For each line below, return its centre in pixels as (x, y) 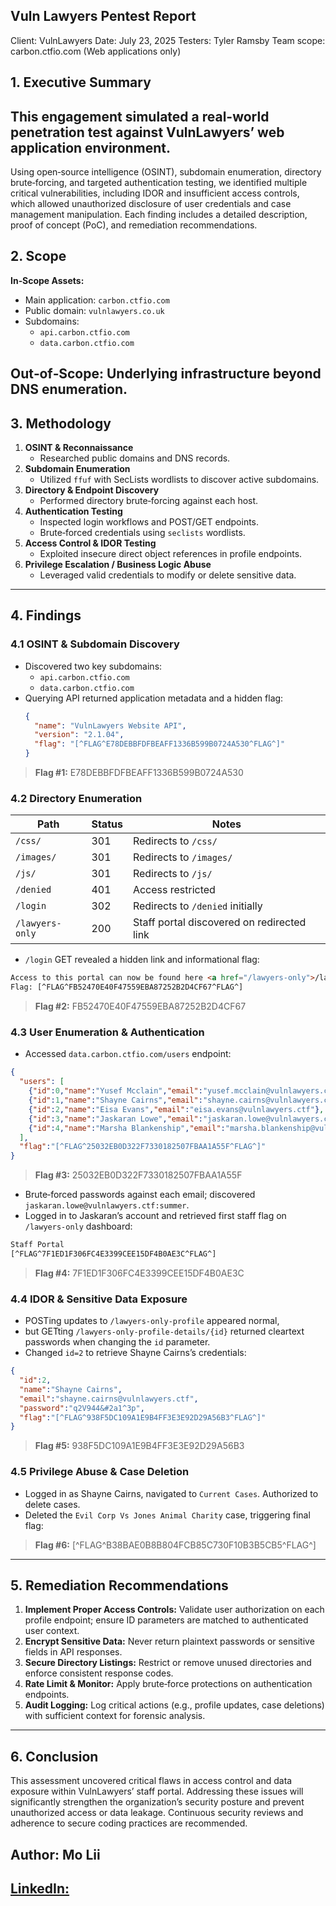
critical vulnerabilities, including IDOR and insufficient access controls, (155, 193)
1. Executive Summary (81, 82)
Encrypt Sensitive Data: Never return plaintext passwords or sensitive (169, 1641)
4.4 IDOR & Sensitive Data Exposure (99, 1299)
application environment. (91, 147)
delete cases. (52, 1504)
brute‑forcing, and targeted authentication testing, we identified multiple (159, 183)
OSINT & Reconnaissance (79, 448)
